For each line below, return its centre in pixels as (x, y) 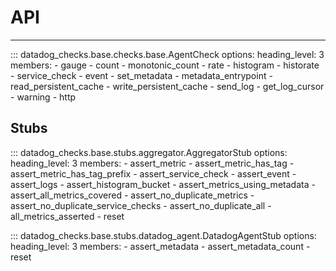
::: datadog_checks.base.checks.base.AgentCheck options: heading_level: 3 (167, 54)
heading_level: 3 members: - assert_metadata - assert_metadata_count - (160, 246)
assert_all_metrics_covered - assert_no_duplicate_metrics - (132, 195)
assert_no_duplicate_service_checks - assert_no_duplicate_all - (141, 205)
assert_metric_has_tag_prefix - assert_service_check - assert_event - (153, 173)
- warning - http (43, 97)
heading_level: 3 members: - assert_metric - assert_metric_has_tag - (152, 163)
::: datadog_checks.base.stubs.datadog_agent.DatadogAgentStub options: (163, 235)
